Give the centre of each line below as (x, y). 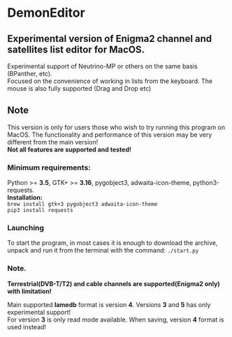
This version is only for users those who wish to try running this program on (116, 127)
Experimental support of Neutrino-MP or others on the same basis (102, 66)
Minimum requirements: (49, 167)
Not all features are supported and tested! (69, 149)
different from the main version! (53, 142)
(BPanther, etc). (30, 74)
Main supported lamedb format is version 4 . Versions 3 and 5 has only (109, 304)
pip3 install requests (40, 211)
